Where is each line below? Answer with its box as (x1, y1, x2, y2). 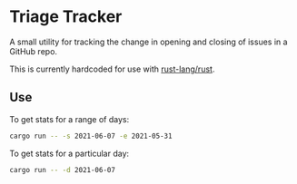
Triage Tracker (9, 6, 123, 27)
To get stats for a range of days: (9, 113, 130, 124)
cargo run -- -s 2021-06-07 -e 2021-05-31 (9, 131, 173, 140)
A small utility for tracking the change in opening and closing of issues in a (9, 36, 288, 47)
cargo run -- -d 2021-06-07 (9, 165, 116, 174)
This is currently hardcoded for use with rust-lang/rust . (9, 63, 215, 74)
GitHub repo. (9, 45, 57, 56)
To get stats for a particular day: (9, 148, 130, 159)
